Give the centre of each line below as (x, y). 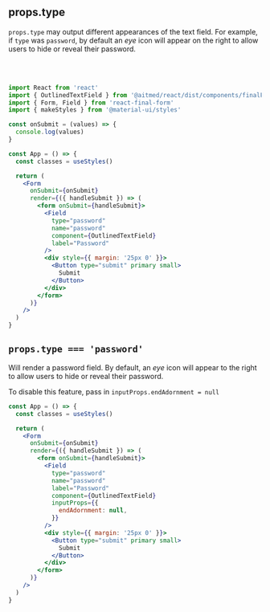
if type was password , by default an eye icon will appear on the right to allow (133, 40)
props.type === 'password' (76, 349)
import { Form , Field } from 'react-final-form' (91, 103)
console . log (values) (50, 132)
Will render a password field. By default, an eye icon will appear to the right (133, 367)
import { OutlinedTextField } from (68, 95)
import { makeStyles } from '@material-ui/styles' (95, 110)
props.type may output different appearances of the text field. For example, (133, 31)
